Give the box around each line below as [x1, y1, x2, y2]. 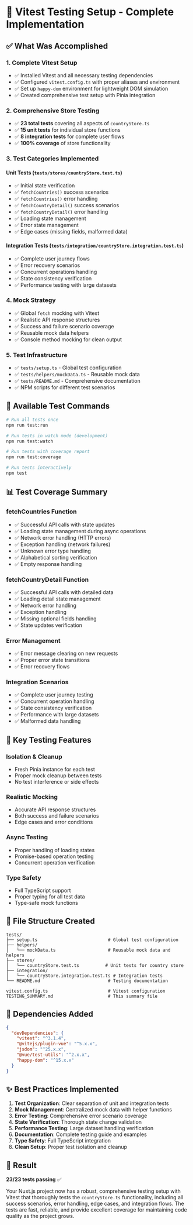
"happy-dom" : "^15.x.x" [16, 1057, 75, 1063]
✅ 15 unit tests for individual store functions [14, 126, 121, 133]
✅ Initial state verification [14, 182, 75, 189]
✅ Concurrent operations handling [14, 268, 97, 275]
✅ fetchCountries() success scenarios [14, 188, 109, 195]
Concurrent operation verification [14, 859, 95, 866]
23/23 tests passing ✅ [6, 1176, 62, 1183]
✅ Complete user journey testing [14, 691, 93, 698]
